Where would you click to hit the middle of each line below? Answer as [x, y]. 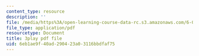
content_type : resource [36, 11]
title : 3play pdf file [34, 38]
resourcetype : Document [36, 33]
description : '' [26, 17]
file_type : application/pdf [41, 28]
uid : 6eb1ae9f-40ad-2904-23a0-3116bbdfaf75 [61, 44]
